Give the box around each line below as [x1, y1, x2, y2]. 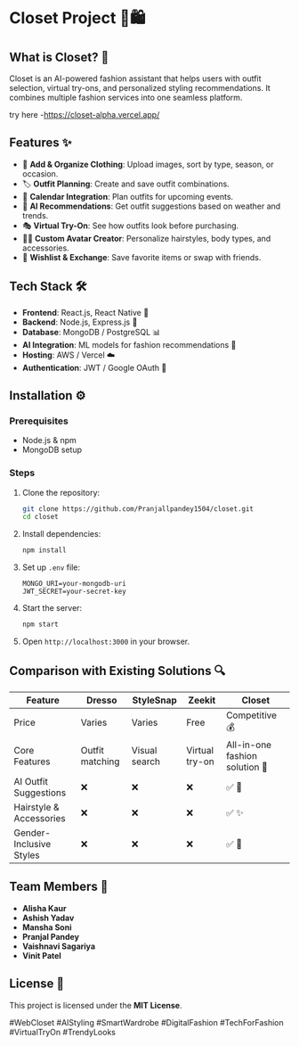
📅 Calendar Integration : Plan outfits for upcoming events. [21, 191, 234, 202]
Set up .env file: [21, 562, 80, 572]
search [131, 755, 161, 768]
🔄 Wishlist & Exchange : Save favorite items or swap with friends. [21, 251, 262, 262]
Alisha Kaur [21, 902, 67, 913]
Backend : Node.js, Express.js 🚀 [21, 317, 138, 327]
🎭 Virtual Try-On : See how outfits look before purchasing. [21, 220, 239, 231]
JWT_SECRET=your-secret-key [21, 587, 126, 597]
